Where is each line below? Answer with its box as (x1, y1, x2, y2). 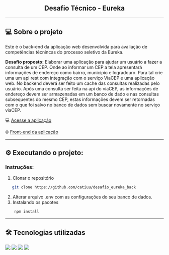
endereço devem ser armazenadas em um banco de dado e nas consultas (5, 91, 159, 97)
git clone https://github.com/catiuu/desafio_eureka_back (12, 185, 136, 190)
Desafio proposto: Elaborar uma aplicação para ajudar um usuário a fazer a (5, 59, 162, 65)
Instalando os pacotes (12, 199, 59, 206)
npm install (14, 209, 39, 214)
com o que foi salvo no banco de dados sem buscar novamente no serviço (5, 101, 160, 108)
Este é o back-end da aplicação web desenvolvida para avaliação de (5, 43, 147, 49)
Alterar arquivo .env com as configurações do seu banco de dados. (12, 194, 152, 200)
